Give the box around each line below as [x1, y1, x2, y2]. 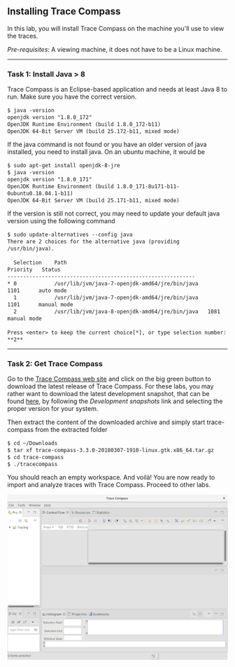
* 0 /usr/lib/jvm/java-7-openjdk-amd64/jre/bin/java [7, 280, 199, 288]
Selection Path [13, 259, 68, 267]
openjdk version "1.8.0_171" [7, 176, 92, 183]
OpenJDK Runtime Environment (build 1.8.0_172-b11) [7, 121, 161, 128]
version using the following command [7, 217, 115, 225]
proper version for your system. [7, 405, 99, 413]
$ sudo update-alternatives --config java [7, 231, 133, 239]
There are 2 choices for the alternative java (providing [7, 238, 180, 246]
